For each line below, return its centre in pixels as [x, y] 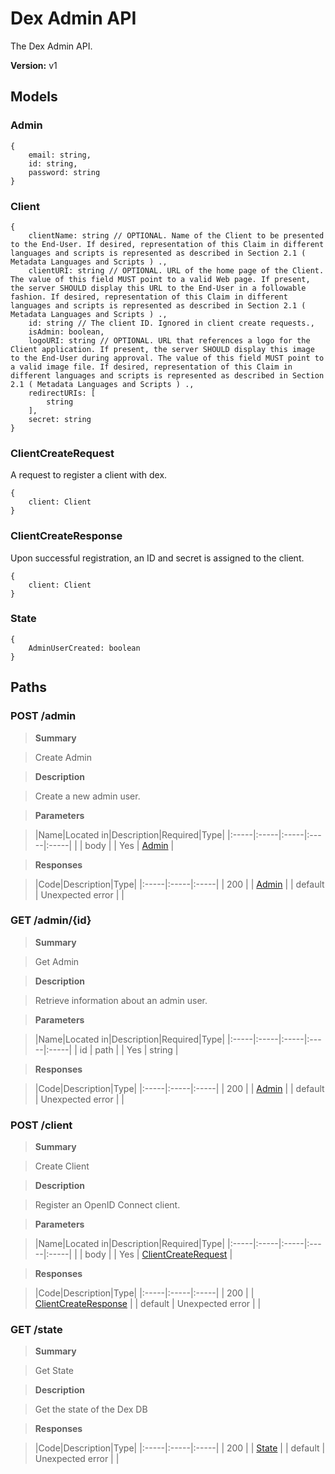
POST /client [41, 1125]
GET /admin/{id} [51, 920]
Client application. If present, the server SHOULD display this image [162, 349]
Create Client [62, 1166]
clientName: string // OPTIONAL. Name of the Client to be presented [176, 235]
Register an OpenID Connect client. [107, 1205]
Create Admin [63, 757]
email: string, [60, 155]
